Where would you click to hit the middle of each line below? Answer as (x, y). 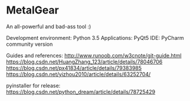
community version (30, 44)
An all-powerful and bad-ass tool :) (49, 26)
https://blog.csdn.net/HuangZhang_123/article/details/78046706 (84, 62)
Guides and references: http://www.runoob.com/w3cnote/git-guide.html (94, 55)
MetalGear (32, 10)
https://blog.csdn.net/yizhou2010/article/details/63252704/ (78, 74)
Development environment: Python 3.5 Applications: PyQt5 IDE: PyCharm (95, 38)
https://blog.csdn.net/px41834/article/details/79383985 (74, 68)
